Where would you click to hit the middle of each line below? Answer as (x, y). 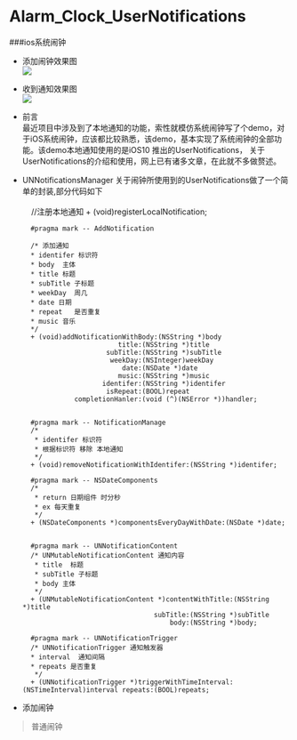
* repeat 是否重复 (66, 312)
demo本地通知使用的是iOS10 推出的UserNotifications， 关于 (155, 149)
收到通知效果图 (49, 88)
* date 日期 (52, 302)
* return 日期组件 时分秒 (78, 497)
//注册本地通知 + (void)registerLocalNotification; (119, 212)
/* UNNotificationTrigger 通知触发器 (97, 647)
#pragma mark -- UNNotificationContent (104, 546)
